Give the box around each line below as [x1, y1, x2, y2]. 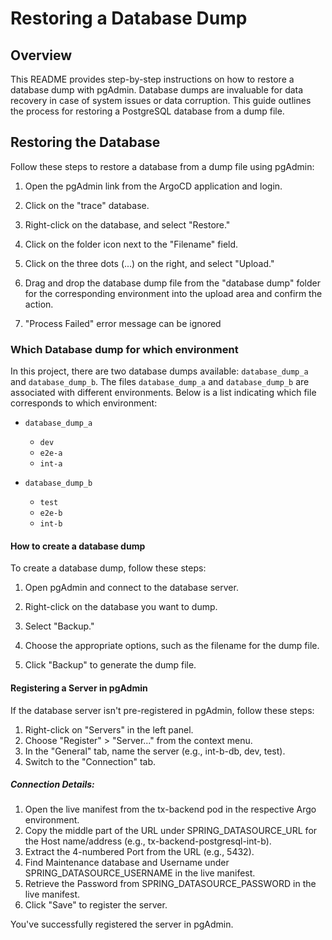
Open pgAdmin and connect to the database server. [24, 582, 239, 594]
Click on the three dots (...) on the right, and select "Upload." [24, 257, 275, 269]
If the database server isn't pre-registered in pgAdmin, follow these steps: [10, 704, 315, 716]
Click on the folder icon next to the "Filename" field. [24, 238, 239, 250]
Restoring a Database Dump [10, 7, 248, 30]
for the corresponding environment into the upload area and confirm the [24, 287, 323, 299]
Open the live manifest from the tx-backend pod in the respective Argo [24, 803, 317, 816]
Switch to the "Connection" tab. [24, 755, 157, 767]
